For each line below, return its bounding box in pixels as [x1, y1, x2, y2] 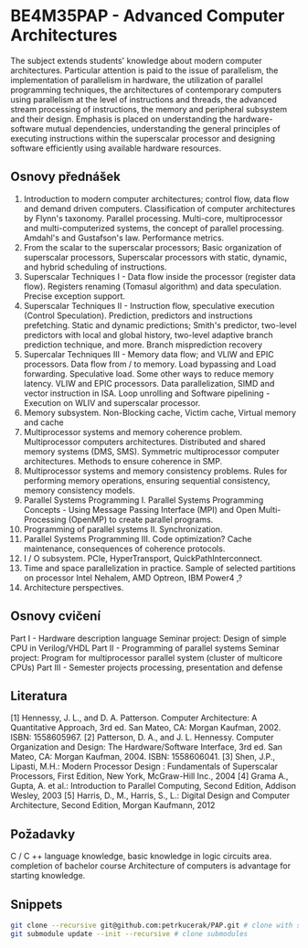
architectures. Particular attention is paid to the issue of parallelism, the [10, 65, 279, 76]
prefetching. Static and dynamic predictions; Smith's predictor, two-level [23, 319, 297, 330]
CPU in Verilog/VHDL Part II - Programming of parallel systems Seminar [10, 642, 280, 654]
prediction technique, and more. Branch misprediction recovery [23, 339, 263, 350]
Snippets [10, 897, 63, 912]
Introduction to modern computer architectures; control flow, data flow [23, 193, 290, 204]
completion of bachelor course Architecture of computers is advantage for [10, 860, 292, 871]
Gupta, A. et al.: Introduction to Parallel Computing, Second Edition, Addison [10, 781, 296, 792]
